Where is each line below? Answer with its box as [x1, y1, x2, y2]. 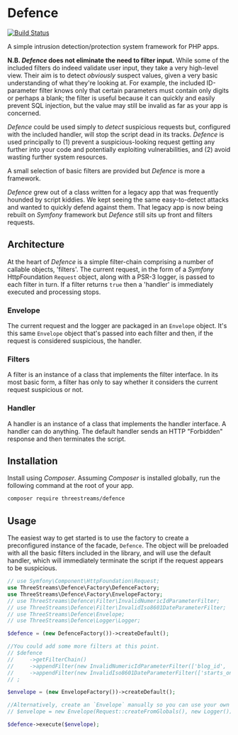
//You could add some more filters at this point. [7, 643, 160, 650]
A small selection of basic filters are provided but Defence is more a [7, 166, 205, 175]
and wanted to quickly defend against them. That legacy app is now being [7, 202, 223, 211]
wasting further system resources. [7, 153, 108, 161]
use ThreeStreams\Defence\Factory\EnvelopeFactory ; [7, 591, 163, 598]
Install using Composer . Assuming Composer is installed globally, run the [7, 474, 221, 482]
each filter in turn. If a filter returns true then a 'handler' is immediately [7, 280, 214, 288]
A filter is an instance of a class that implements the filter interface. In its [7, 371, 218, 379]
